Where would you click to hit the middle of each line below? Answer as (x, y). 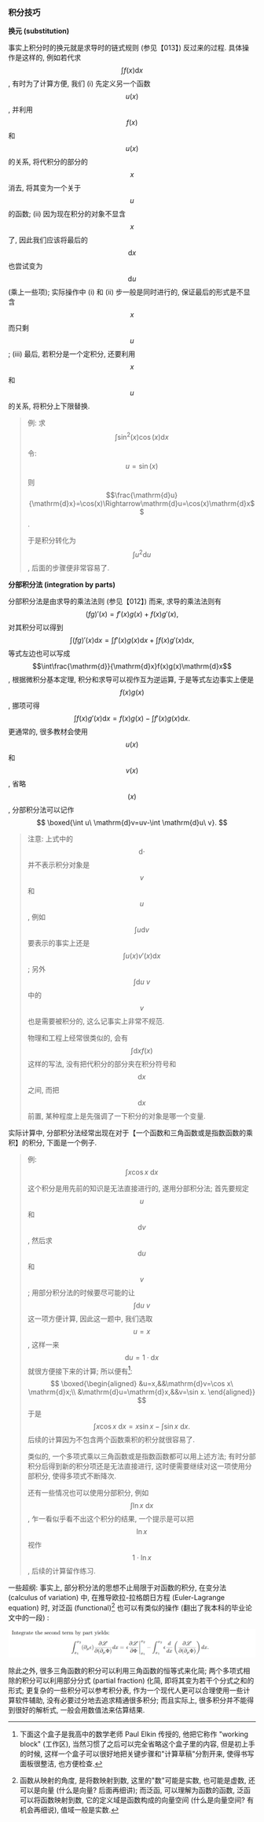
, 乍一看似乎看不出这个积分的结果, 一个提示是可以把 (110, 1519)
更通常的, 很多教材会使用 (48, 731)
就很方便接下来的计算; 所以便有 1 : (80, 1370)
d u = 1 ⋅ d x (142, 1357)
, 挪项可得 (24, 705)
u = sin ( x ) (142, 466)
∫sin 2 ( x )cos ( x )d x (142, 436)
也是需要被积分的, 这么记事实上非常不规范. (96, 1021)
